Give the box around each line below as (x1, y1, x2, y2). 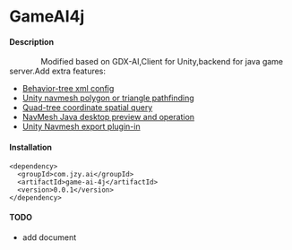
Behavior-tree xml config (21, 83, 115, 94)
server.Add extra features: (9, 65, 106, 77)
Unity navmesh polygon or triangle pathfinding (21, 92, 194, 104)
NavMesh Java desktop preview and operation (21, 112, 195, 123)
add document (21, 231, 77, 243)
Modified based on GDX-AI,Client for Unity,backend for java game (40, 56, 284, 67)
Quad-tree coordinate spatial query (21, 102, 153, 113)
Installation (9, 142, 52, 152)
